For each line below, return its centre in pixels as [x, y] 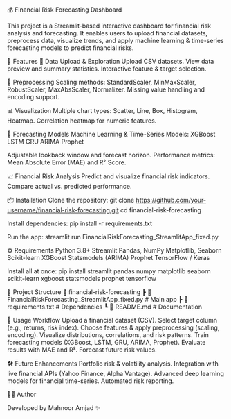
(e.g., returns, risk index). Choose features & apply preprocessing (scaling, [113, 327]
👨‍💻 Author [22, 394]
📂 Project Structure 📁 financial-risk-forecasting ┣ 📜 [80, 292]
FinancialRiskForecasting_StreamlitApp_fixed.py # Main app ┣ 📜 [98, 299]
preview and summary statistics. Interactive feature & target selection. [107, 69]
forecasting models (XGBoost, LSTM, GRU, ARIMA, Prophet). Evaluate [107, 342]
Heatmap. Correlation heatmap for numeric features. [82, 121]
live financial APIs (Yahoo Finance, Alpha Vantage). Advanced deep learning [116, 374]
